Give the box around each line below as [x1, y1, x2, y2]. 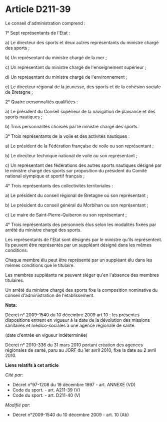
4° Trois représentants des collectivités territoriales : [5, 182, 113, 188]
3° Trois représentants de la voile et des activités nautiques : [5, 133, 130, 139]
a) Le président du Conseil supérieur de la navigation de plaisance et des [5, 108, 156, 114]
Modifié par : [5, 402, 31, 408]
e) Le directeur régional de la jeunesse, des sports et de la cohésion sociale [5, 84, 161, 90]
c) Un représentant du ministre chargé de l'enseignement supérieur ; [5, 64, 146, 70]
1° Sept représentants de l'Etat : [5, 30, 70, 36]
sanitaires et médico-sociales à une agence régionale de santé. [5, 322, 136, 328]
